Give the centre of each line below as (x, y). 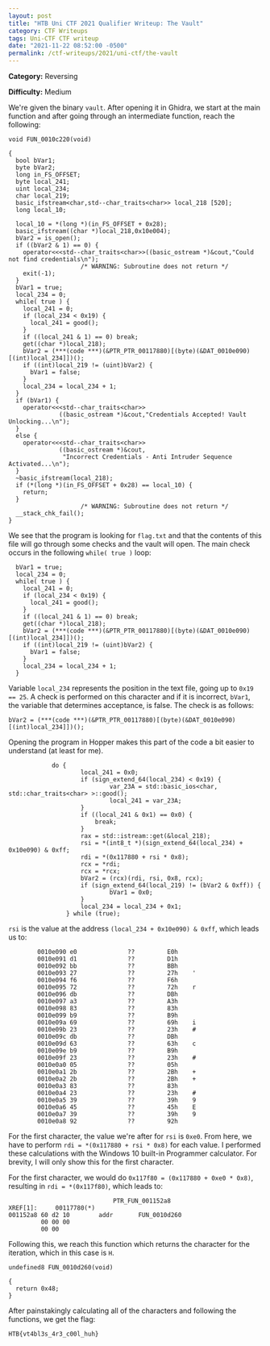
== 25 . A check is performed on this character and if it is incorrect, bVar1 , (130, 697)
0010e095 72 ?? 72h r (117, 987)
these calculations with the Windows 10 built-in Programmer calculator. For (133, 1153)
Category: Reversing (43, 76)
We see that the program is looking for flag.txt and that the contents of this (135, 535)
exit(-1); (39, 273)
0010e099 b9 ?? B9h (108, 1015)
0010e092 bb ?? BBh (108, 966)
